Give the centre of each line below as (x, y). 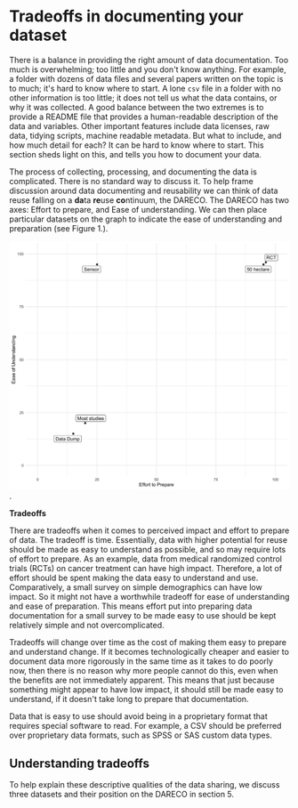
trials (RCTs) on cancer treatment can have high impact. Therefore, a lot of (146, 569)
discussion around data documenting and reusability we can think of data (144, 190)
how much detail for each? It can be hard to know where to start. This (137, 145)
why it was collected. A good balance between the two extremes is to (137, 107)
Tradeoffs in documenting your (126, 16)
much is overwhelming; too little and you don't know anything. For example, (148, 69)
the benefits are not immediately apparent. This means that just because (142, 680)
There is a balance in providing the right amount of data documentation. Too (149, 60)
